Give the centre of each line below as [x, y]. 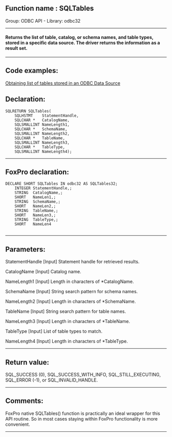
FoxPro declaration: [37, 172]
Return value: [27, 362]
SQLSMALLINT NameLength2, [42, 134]
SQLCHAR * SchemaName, [41, 129]
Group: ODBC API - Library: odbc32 [43, 21]
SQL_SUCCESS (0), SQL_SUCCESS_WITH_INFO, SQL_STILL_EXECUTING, [83, 375]
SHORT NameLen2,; [35, 206]
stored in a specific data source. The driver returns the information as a [83, 43]
